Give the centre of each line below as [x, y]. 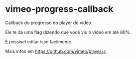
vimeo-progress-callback [59, 9]
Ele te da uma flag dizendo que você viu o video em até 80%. [68, 32]
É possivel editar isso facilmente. [39, 42]
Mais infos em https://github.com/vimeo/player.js [56, 51]
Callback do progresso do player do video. [49, 23]
